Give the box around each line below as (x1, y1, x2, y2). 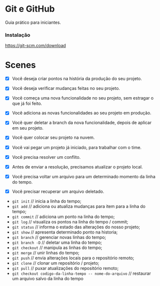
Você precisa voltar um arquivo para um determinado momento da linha (12, 173, 156, 179)
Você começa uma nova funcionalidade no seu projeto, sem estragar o (12, 95, 154, 101)
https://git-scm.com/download (5, 43, 66, 49)
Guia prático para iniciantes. (5, 19, 62, 25)
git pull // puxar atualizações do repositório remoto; (12, 265, 119, 271)
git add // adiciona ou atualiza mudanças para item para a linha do (12, 203, 146, 209)
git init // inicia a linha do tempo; (12, 198, 81, 204)
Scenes (5, 60, 36, 71)
